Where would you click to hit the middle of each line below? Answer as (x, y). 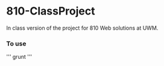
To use (16, 44)
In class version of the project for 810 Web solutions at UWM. (82, 28)
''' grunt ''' (19, 57)
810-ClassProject (51, 11)
